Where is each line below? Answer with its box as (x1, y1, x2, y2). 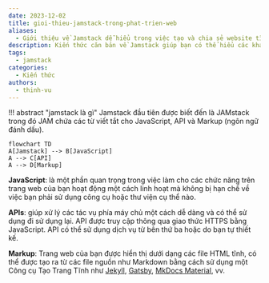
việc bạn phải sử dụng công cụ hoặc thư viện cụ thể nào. (8, 193, 196, 202)
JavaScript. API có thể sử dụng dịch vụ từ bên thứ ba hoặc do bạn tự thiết (8, 225, 251, 234)
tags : (8, 49, 26, 57)
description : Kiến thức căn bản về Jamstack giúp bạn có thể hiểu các (8, 42, 249, 50)
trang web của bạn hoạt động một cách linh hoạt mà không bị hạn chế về (8, 184, 250, 193)
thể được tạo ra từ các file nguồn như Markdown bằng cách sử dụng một (8, 257, 248, 267)
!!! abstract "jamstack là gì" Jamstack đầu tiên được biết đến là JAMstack (8, 108, 250, 118)
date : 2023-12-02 (8, 11, 66, 20)
